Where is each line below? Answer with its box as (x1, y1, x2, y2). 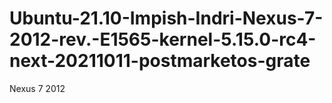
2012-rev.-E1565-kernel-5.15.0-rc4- (9, 28, 317, 51)
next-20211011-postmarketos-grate (9, 50, 311, 72)
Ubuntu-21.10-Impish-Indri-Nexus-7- (9, 7, 324, 30)
